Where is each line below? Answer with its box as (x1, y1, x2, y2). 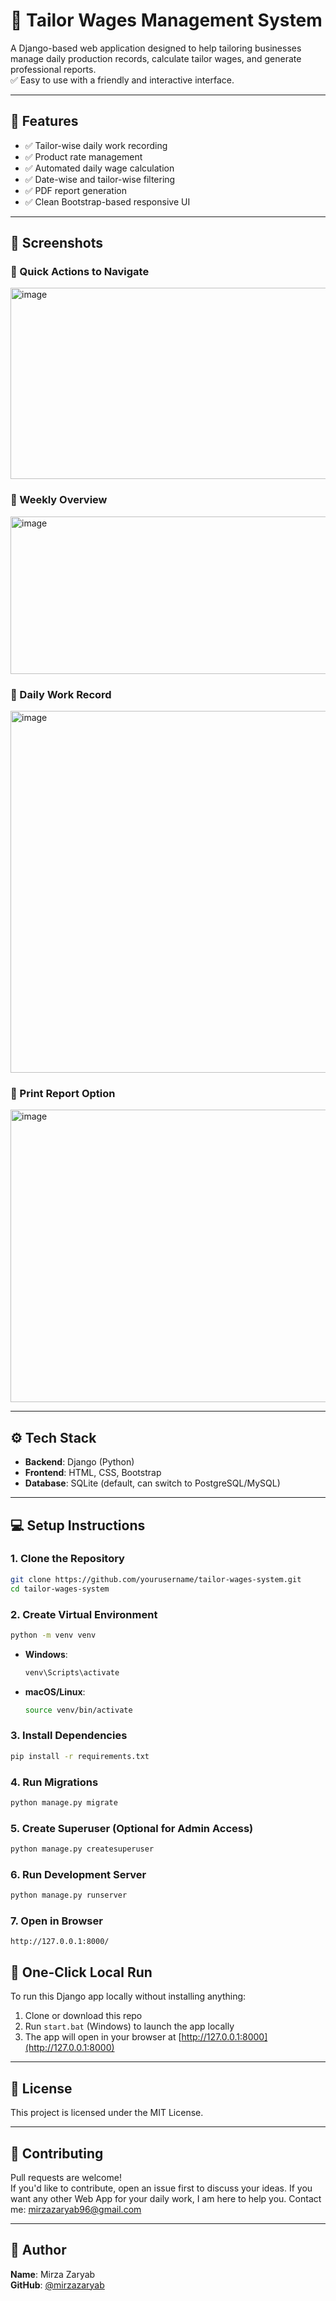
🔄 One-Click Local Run (10, 1964, 153, 1981)
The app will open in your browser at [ (24, 2031, 182, 2043)
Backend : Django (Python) (24, 1456, 135, 1468)
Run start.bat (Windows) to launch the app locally (24, 2020, 235, 2033)
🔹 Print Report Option (10, 1086, 116, 1100)
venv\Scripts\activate (24, 1667, 120, 1678)
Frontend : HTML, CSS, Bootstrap (24, 1467, 162, 1479)
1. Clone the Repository (10, 1552, 125, 1566)
